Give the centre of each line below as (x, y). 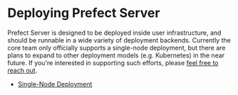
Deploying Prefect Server (84, 13)
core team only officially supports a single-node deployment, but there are (117, 47)
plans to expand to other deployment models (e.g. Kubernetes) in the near (116, 55)
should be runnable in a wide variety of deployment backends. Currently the (119, 40)
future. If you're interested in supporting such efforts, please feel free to (113, 62)
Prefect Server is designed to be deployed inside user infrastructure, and (114, 33)
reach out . (22, 70)
